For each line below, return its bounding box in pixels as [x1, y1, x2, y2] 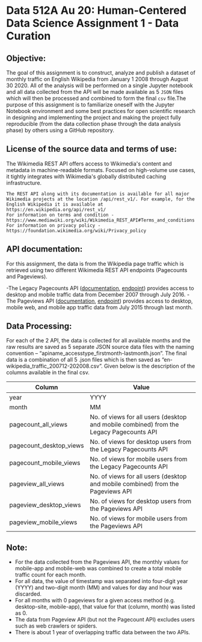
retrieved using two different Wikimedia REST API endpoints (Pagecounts [6, 266, 188, 274]
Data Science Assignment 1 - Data [6, 16, 179, 30]
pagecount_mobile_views [9, 458, 81, 467]
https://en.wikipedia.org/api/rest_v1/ [6, 206, 106, 212]
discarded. [14, 590, 42, 597]
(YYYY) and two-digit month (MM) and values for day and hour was [14, 584, 183, 591]
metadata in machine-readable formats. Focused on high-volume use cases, [6, 166, 196, 173]
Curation [6, 29, 51, 43]
